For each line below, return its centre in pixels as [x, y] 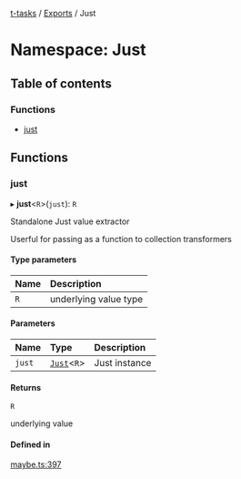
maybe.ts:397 [36, 464]
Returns [26, 387]
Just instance [123, 362]
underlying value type [96, 299]
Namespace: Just [78, 50]
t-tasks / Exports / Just [53, 13]
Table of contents [61, 83]
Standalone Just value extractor [70, 221]
